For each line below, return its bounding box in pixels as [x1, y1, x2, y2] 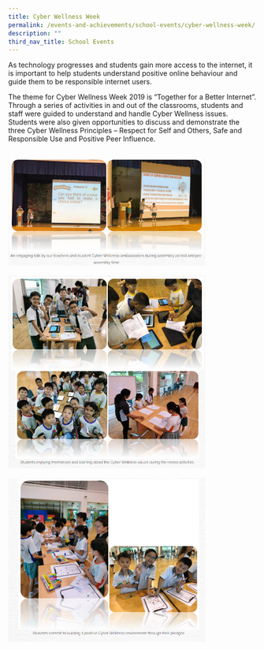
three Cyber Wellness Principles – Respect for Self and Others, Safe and [8, 126, 243, 136]
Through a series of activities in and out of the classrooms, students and [8, 101, 244, 110]
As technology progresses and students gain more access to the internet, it [8, 60, 253, 70]
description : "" [8, 29, 61, 37]
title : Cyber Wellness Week [8, 13, 101, 21]
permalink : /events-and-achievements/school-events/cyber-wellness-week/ [8, 21, 256, 29]
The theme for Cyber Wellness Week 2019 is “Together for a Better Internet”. [8, 92, 257, 102]
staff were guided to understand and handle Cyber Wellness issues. [8, 109, 229, 118]
